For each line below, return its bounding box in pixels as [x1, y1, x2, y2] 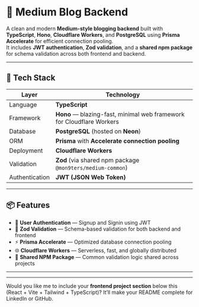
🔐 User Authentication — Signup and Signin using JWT [14, 219, 151, 226]
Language [9, 100, 37, 108]
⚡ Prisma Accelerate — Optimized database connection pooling [14, 238, 172, 245]
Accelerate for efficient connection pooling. [6, 37, 114, 44]
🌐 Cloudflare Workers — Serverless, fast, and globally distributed [14, 247, 176, 254]
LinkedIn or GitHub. [6, 295, 53, 302]
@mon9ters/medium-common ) [55, 163, 129, 171]
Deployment [9, 146, 43, 155]
